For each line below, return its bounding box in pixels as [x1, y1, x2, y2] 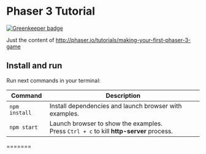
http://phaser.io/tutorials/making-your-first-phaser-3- [55, 36, 191, 43]
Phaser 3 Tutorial [6, 4, 96, 18]
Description [105, 91, 141, 100]
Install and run [6, 61, 63, 71]
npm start [9, 123, 38, 131]
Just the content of [6, 36, 55, 43]
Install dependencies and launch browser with [49, 101, 182, 110]
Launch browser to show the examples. [49, 119, 162, 128]
